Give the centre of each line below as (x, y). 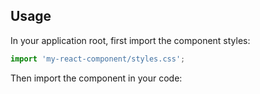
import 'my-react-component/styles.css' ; (98, 59)
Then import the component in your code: (96, 78)
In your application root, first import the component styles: (130, 40)
